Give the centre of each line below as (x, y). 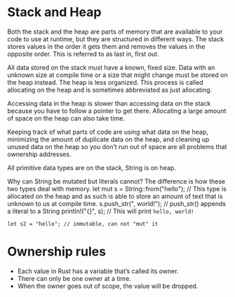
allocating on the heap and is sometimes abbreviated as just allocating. (110, 90)
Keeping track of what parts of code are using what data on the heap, (108, 132)
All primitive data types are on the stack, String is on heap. (92, 167)
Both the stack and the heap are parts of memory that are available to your (115, 32)
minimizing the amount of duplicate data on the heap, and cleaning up (108, 139)
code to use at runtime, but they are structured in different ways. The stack (116, 39)
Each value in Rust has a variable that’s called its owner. (98, 271)
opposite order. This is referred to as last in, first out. (83, 54)
